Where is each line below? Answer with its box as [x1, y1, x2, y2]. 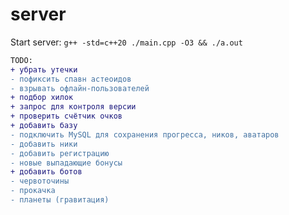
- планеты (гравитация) [10, 195, 110, 205]
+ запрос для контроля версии [10, 102, 137, 112]
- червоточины [10, 176, 70, 187]
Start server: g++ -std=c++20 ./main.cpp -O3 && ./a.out [10, 36, 243, 48]
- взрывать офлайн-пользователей [10, 83, 150, 93]
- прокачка [10, 186, 56, 196]
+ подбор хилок [10, 93, 74, 103]
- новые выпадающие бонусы [10, 158, 123, 168]
